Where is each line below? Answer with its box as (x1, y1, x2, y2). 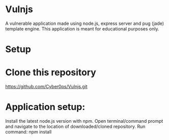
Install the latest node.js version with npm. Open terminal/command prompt (5, 118, 163, 124)
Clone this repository (5, 67, 97, 78)
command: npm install (5, 129, 52, 135)
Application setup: (5, 101, 86, 113)
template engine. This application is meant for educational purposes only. (5, 25, 159, 31)
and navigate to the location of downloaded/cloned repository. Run (5, 123, 146, 129)
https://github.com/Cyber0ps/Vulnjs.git (5, 84, 88, 90)
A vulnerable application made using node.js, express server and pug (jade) (5, 20, 164, 26)
